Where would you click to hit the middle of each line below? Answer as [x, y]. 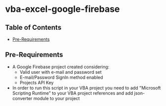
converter [22, 98]
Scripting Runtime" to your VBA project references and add [73, 93]
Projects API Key [37, 82]
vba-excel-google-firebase [62, 9]
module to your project [57, 98]
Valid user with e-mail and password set [61, 72]
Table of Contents [33, 27]
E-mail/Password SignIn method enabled [61, 77]
